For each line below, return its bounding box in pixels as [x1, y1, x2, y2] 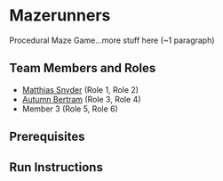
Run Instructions [9, 160, 104, 175]
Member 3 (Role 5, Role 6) [21, 103, 118, 114]
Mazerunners [9, 5, 111, 26]
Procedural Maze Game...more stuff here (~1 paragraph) [9, 35, 215, 45]
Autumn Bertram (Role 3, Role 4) [21, 94, 141, 104]
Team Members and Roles [9, 61, 156, 76]
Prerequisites [9, 129, 85, 144]
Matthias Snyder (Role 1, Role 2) [21, 84, 139, 95]
